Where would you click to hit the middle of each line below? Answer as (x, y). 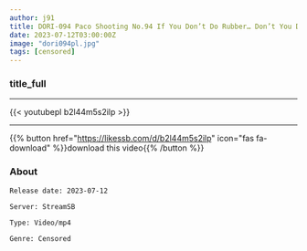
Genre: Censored (40, 238)
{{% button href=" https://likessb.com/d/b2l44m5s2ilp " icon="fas (132, 139)
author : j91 (32, 18)
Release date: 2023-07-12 (58, 191)
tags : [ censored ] (42, 52)
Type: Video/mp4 (40, 223)
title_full (28, 84)
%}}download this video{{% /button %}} (128, 148)
